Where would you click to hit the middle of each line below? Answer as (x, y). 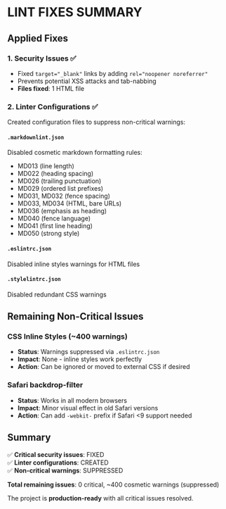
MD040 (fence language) (54, 218)
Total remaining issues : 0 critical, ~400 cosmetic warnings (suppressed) (113, 484)
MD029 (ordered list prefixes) (60, 189)
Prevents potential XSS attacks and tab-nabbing (87, 81)
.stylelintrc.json (34, 279)
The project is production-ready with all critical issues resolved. (100, 498)
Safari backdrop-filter (45, 385)
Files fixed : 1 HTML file (51, 88)
